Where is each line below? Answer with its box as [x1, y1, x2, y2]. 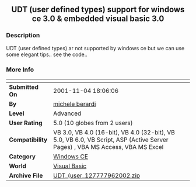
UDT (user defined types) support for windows [11, 5, 185, 15]
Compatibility [9, 136, 48, 144]
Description [6, 32, 40, 40]
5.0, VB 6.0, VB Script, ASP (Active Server [53, 136, 169, 144]
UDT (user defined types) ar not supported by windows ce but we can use [6, 44, 185, 51]
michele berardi [53, 99, 96, 108]
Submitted [9, 83, 39, 91]
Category [9, 152, 36, 160]
